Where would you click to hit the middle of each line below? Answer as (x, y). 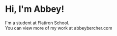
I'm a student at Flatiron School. (37, 23)
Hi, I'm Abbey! (35, 9)
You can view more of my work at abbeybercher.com (59, 28)
